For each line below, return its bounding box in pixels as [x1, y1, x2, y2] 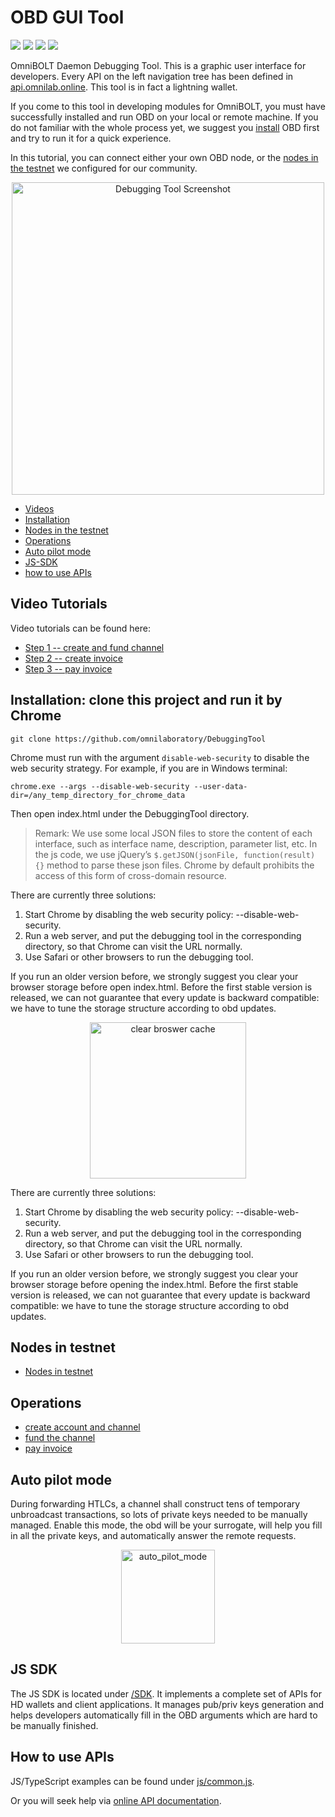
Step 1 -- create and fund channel [24, 641, 165, 653]
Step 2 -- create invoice [24, 652, 123, 664]
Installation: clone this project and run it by [10, 692, 283, 709]
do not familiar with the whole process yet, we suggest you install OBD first [10, 121, 320, 133]
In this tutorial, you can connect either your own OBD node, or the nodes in [10, 151, 319, 163]
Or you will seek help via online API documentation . [10, 1794, 222, 1806]
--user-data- [193, 781, 248, 791]
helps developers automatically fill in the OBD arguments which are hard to [10, 1709, 318, 1721]
